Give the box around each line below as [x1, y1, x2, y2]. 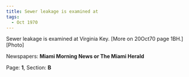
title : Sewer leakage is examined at [6, 8, 99, 15]
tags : [6, 14, 19, 20]
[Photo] [6, 41, 25, 48]
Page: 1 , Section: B [6, 64, 52, 71]
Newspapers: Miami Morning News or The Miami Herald [6, 53, 145, 60]
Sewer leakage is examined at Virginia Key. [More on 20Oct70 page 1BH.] [6, 36, 184, 43]
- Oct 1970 [11, 19, 38, 25]
